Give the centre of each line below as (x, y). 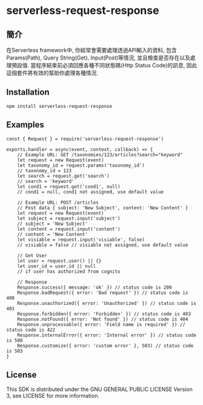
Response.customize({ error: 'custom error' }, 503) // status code (105, 346)
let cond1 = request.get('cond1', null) (69, 186)
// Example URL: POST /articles (58, 202)
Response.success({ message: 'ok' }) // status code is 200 (95, 287)
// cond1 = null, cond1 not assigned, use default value (91, 192)
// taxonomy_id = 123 (44, 170)
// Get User (32, 255)
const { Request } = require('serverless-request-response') (85, 139)
